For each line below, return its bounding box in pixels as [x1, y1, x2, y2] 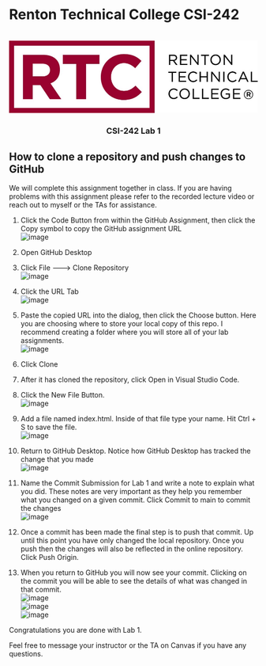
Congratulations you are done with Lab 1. [9, 626, 142, 634]
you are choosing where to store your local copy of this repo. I [20, 319, 223, 328]
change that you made [20, 455, 94, 464]
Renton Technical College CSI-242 [9, 6, 240, 24]
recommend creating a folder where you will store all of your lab [20, 327, 229, 337]
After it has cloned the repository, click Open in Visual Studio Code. [20, 375, 240, 384]
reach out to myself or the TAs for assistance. [9, 200, 157, 209]
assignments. [20, 336, 65, 345]
